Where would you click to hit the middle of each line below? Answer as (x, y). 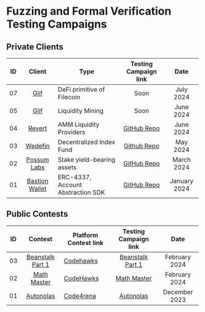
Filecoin (69, 97)
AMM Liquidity (78, 125)
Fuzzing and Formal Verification (89, 11)
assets (67, 167)
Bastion (38, 181)
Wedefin (38, 146)
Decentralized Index (86, 142)
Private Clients (35, 47)
